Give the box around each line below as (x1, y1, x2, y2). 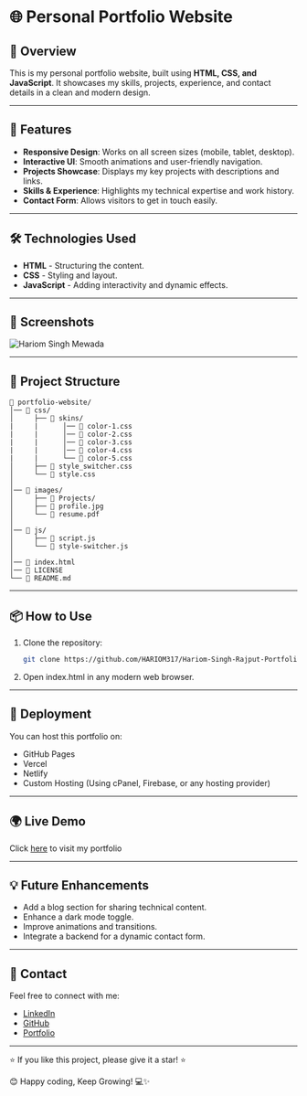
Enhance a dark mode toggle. (22, 911, 134, 922)
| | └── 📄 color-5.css (9, 454, 132, 463)
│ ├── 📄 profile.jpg (9, 502, 104, 511)
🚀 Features (9, 122, 72, 138)
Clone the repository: (22, 637, 103, 648)
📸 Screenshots (9, 314, 95, 330)
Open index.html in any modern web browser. (22, 671, 195, 682)
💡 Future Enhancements (9, 878, 149, 893)
